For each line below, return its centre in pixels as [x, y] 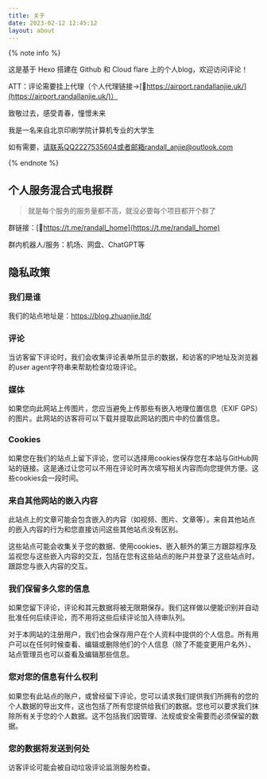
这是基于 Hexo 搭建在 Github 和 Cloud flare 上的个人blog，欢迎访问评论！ [128, 69]
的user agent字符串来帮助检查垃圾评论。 [75, 367]
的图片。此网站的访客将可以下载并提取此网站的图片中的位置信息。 [116, 418]
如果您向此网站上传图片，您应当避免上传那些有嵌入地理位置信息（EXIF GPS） [133, 409]
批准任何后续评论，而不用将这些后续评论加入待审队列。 [99, 617]
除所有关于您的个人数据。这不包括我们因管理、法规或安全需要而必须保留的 [130, 716]
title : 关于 [27, 16]
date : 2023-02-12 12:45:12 [53, 23]
